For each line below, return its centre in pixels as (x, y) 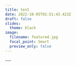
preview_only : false (30, 46)
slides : (13, 23)
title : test (17, 10)
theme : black (23, 28)
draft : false (18, 19)
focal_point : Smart (29, 42)
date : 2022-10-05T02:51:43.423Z (38, 14)
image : (12, 33)
